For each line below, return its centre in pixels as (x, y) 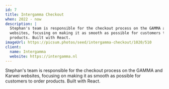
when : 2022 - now (23, 19)
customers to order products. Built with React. (53, 81)
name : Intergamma (28, 51)
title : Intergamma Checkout (35, 14)
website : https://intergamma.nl (44, 56)
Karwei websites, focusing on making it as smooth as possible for (73, 76)
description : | (21, 24)
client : (13, 47)
